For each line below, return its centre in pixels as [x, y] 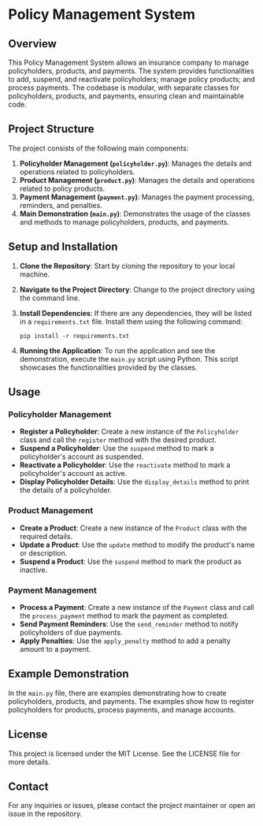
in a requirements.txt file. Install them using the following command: [131, 322]
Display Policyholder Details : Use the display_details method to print [134, 482]
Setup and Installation [63, 247]
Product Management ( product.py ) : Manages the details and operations [137, 180]
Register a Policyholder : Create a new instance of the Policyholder [129, 432]
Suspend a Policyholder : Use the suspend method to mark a [117, 448]
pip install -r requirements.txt [74, 336]
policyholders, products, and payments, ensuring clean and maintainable [126, 96]
